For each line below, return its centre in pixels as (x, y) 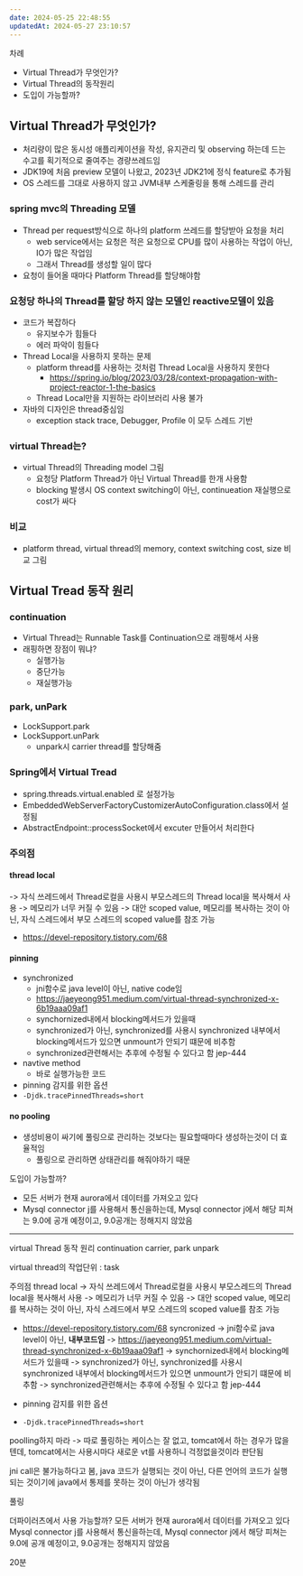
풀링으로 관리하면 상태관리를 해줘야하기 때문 (113, 1160)
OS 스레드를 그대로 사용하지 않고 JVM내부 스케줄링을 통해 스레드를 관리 (148, 183)
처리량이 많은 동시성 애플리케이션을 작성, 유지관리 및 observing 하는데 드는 (154, 149)
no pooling (30, 1116)
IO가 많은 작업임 (64, 253)
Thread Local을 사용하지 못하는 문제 (87, 356)
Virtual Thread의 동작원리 (68, 83)
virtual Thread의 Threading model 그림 (93, 468)
